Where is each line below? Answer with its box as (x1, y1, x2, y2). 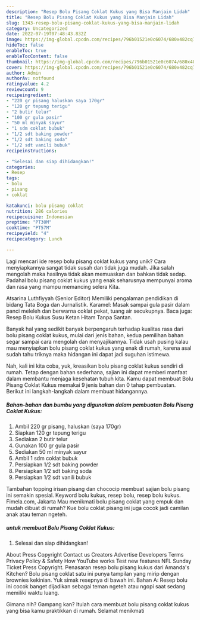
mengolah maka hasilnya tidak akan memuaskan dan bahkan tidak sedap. (6, 270, 187, 277)
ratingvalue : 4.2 (6, 81, 49, 87)
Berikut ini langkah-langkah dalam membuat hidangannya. (6, 387, 149, 395)
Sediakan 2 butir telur (14, 435, 68, 442)
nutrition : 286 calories (6, 208, 68, 214)
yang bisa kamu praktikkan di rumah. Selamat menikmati (6, 607, 145, 614)
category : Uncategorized (6, 25, 68, 32)
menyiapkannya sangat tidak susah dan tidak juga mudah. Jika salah (6, 264, 174, 271)
